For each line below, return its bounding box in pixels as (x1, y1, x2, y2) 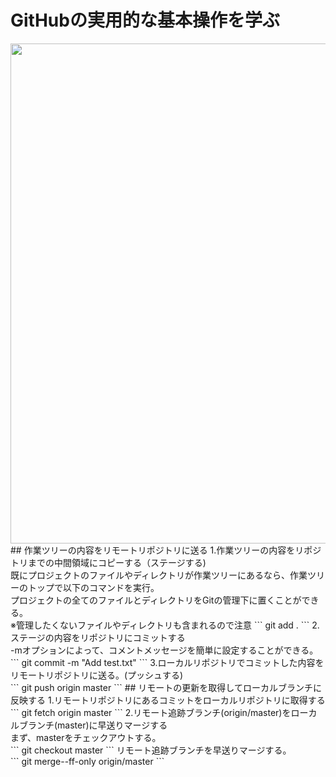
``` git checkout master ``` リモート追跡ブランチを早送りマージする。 (10, 744, 292, 756)
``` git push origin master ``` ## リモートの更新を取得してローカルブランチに (10, 681, 322, 693)
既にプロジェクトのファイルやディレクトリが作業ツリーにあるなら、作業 (10, 569, 308, 581)
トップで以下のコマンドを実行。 (27, 581, 160, 593)
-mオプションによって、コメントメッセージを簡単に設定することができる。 (10, 644, 319, 656)
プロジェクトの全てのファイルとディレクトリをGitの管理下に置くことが (10, 594, 302, 606)
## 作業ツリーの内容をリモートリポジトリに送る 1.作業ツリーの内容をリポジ (10, 544, 322, 556)
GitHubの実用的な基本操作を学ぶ (10, 9, 280, 32)
